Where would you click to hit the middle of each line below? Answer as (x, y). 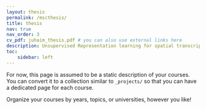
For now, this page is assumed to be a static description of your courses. (98, 74)
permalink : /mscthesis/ (37, 18)
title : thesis (25, 23)
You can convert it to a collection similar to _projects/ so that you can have (102, 81)
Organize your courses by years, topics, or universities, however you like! (99, 99)
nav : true (19, 29)
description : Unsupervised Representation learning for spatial (90, 46)
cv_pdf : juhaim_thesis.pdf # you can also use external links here (94, 40)
